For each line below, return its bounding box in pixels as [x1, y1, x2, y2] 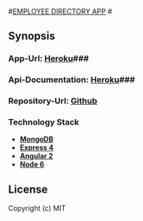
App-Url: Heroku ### [8, 53, 89, 64]
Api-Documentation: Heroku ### [8, 74, 136, 85]
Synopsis [8, 29, 55, 43]
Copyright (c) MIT [8, 204, 66, 213]
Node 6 [19, 159, 45, 169]
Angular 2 [19, 152, 54, 161]
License [8, 182, 48, 196]
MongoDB [19, 134, 54, 144]
